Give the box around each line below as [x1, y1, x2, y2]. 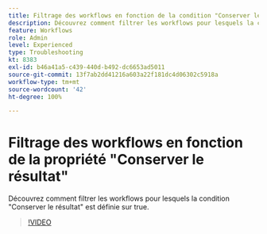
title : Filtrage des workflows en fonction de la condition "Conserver [8, 11, 250, 20]
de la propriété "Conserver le [8, 151, 204, 169]
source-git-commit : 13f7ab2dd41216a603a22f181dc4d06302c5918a [8, 71, 219, 79]
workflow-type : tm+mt [8, 78, 80, 86]
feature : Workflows [8, 26, 73, 34]
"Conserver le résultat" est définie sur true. [8, 202, 149, 212]
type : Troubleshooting [8, 48, 83, 56]
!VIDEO [27, 217, 52, 227]
